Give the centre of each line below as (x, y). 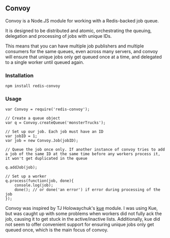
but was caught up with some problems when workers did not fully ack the (83, 213)
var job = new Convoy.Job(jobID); (42, 141)
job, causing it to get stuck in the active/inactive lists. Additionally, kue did (83, 219)
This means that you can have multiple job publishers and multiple (75, 46)
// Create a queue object (33, 118)
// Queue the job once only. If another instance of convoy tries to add (85, 150)
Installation (20, 75)
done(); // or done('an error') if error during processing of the (87, 190)
